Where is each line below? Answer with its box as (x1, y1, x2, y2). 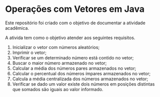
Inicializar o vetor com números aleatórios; (12, 44, 100, 50)
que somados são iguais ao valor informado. (12, 86, 103, 92)
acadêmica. (5, 25, 29, 31)
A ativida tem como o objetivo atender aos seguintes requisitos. (5, 35, 136, 41)
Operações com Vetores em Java (5, 3, 145, 15)
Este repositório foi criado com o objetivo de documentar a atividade (5, 20, 146, 26)
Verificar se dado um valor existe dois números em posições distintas (12, 81, 155, 87)
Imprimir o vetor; (12, 49, 47, 55)
